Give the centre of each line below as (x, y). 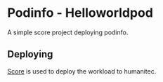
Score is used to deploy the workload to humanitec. (82, 71)
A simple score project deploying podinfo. (68, 32)
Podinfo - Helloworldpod (80, 13)
